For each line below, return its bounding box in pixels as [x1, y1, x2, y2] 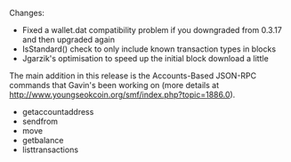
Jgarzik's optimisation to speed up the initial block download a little [21, 53, 269, 63]
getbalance [21, 135, 64, 145]
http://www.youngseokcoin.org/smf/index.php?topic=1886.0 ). [9, 89, 236, 100]
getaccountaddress [21, 107, 94, 117]
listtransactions [21, 144, 78, 155]
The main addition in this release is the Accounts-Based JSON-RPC [9, 70, 257, 81]
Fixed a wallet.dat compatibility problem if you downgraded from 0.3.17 [21, 25, 282, 35]
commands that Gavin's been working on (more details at [9, 80, 220, 90]
